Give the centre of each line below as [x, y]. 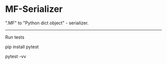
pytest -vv [16, 56]
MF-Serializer [34, 9]
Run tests [15, 37]
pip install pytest [22, 47]
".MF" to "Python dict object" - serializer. [47, 23]
